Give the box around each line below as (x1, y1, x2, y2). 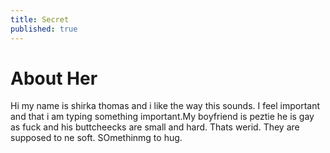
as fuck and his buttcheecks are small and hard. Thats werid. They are (10, 121, 300, 133)
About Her (10, 67, 98, 90)
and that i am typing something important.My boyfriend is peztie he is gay (10, 111, 315, 123)
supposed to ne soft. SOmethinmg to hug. (10, 132, 183, 144)
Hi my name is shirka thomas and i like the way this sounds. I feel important (10, 100, 321, 112)
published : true (10, 24, 78, 34)
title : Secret (10, 14, 70, 25)
